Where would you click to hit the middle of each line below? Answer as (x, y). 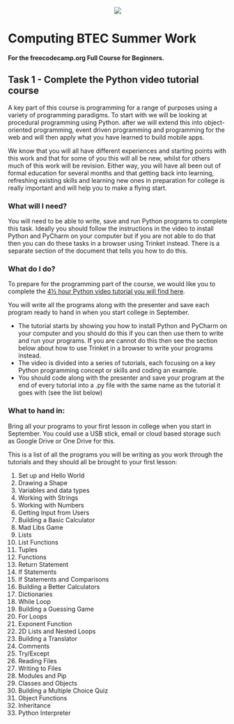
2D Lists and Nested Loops (57, 631)
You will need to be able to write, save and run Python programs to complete (118, 221)
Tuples (28, 549)
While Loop (34, 601)
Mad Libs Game (40, 527)
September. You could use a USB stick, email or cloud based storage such (115, 434)
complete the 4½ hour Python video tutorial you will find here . (96, 291)
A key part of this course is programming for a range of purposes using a (113, 108)
